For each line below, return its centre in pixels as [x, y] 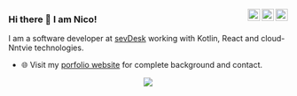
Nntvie [20, 48]
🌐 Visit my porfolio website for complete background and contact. [142, 65]
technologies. [59, 48]
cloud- [273, 39]
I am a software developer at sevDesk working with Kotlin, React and [133, 39]
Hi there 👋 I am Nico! [53, 19]
